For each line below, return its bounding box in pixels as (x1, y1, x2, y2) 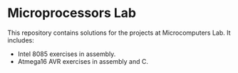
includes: (7, 35, 34, 44)
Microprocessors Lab (7, 5, 137, 21)
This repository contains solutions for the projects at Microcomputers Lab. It (7, 28, 231, 37)
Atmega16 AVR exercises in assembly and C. (17, 57, 148, 65)
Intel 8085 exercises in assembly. (17, 50, 116, 58)
